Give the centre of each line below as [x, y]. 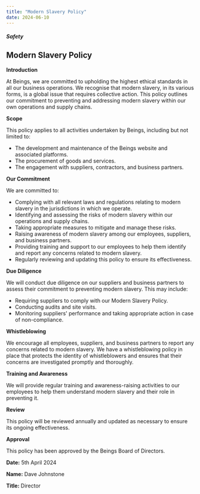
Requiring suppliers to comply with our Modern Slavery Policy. [91, 300]
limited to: [19, 136]
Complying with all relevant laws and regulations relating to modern [98, 202]
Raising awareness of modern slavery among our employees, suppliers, [103, 234]
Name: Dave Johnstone [35, 474]
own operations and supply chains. [49, 107]
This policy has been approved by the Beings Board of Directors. [86, 451]
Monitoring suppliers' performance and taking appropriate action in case [104, 313]
